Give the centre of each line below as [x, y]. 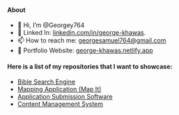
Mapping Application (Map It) [59, 89]
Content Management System [60, 104]
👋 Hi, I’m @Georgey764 [51, 25]
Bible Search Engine [46, 82]
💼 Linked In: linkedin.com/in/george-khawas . [81, 33]
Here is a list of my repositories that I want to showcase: [90, 66]
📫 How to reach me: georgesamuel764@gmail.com [92, 40]
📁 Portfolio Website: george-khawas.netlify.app [85, 51]
